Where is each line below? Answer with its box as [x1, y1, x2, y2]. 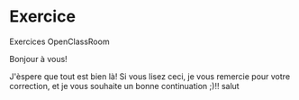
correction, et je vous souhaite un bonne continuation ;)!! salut [9, 80, 240, 91]
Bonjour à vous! [9, 53, 68, 64]
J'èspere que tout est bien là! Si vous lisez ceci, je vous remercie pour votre [9, 70, 291, 82]
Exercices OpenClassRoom [9, 36, 110, 47]
